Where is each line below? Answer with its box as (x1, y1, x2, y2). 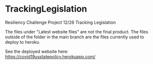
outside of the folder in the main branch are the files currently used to (5, 34, 144, 40)
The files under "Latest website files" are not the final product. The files (5, 29, 148, 34)
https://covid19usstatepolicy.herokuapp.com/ (5, 53, 96, 59)
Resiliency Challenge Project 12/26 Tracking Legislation (5, 19, 116, 25)
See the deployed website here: (5, 48, 69, 54)
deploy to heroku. (5, 39, 40, 45)
